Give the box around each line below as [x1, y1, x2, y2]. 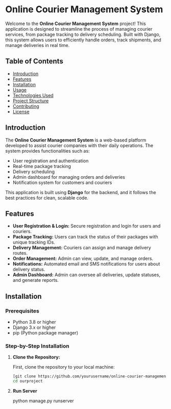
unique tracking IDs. [12, 239, 55, 246]
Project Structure [12, 98, 49, 104]
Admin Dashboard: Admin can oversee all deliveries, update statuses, [12, 272, 161, 278]
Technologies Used [12, 92, 54, 98]
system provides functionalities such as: [5, 148, 90, 154]
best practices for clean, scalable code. [5, 195, 88, 201]
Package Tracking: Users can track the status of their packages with [12, 234, 158, 240]
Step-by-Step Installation [5, 342, 70, 349]
